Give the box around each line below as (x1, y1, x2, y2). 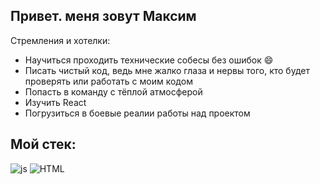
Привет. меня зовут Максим (10, 8, 197, 25)
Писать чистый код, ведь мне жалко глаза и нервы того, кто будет (24, 64, 310, 76)
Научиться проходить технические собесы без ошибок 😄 (24, 54, 274, 66)
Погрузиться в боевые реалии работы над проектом (24, 107, 251, 119)
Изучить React (24, 96, 87, 108)
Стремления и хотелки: (10, 34, 111, 46)
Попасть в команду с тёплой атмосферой (24, 85, 203, 98)
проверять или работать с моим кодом (24, 75, 193, 87)
